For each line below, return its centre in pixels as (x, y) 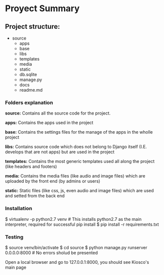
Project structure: (32, 27)
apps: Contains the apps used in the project (49, 123)
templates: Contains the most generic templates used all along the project (80, 161)
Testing (14, 237)
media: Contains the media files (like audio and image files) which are (75, 176)
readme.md (31, 90)
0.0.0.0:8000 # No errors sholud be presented (51, 253)
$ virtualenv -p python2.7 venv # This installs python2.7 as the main (73, 219)
